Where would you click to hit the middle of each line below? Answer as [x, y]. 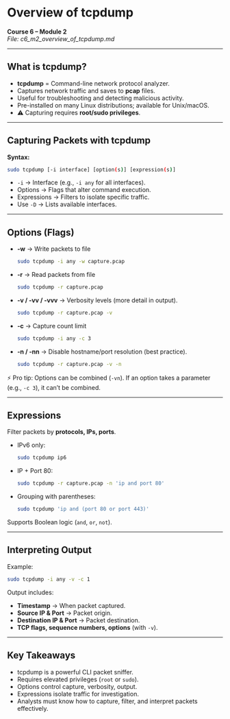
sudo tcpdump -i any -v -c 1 [49, 579]
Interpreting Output [50, 550]
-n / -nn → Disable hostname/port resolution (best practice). [102, 352]
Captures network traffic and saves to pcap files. [86, 90]
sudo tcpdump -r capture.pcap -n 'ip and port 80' [91, 484]
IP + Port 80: [35, 471]
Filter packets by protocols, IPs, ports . [62, 432]
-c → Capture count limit [52, 326]
